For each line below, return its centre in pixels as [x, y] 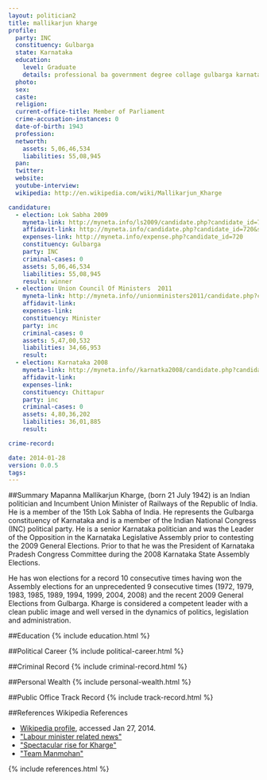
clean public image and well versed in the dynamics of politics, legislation [128, 612]
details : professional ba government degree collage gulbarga [128, 75]
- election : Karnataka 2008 [62, 363]
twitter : [30, 171]
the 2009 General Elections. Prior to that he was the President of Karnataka [132, 546]
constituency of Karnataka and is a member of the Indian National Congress [132, 521]
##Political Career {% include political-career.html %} [96, 651]
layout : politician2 [43, 16]
